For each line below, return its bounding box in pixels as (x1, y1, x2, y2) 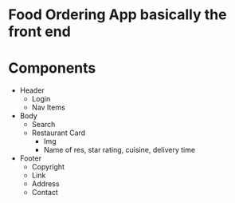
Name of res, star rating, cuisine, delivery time (43, 145, 196, 155)
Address (31, 179, 60, 189)
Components (8, 59, 96, 78)
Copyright (31, 162, 65, 172)
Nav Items (31, 102, 65, 113)
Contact (31, 188, 58, 197)
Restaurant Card (31, 128, 86, 137)
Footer (19, 153, 42, 163)
